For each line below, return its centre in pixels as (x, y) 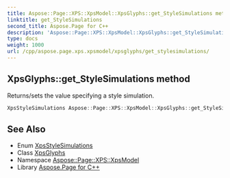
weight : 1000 (26, 45)
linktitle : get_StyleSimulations (55, 20)
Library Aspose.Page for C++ (59, 167)
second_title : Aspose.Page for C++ (58, 26)
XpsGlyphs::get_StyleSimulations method (99, 79)
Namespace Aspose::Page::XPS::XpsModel (78, 160)
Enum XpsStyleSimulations (55, 146)
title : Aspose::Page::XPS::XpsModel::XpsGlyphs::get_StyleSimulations (110, 13)
